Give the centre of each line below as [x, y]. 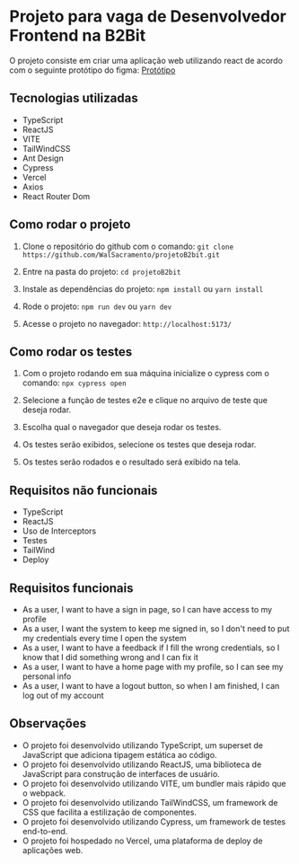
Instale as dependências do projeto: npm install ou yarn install [143, 288]
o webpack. [44, 793]
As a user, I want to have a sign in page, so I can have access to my [147, 609]
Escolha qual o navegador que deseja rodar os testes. [122, 428]
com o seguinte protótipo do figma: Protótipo [92, 70]
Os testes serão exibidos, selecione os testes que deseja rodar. [139, 445]
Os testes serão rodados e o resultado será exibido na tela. [131, 462]
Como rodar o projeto [70, 225]
